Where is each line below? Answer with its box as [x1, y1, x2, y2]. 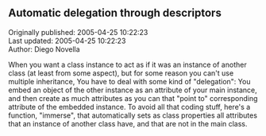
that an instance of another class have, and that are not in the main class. [8, 119, 248, 128]
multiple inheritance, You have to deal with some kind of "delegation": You [8, 76, 251, 86]
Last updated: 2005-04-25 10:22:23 [8, 36, 126, 45]
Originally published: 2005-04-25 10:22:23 [8, 27, 148, 37]
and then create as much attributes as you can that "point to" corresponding [8, 93, 258, 103]
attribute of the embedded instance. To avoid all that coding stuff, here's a [8, 102, 251, 111]
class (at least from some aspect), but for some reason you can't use [8, 68, 234, 78]
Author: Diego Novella [8, 44, 81, 54]
